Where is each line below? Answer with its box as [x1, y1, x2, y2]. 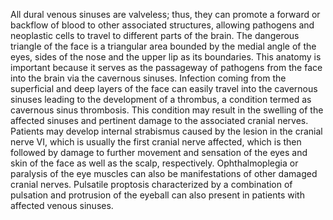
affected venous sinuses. [10, 200, 114, 211]
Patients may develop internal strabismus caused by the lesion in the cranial [10, 125, 323, 137]
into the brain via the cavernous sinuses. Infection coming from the [10, 72, 287, 84]
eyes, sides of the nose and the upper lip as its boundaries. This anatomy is [10, 51, 322, 63]
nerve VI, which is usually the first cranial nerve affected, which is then [10, 136, 302, 148]
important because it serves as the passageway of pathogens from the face [10, 62, 323, 73]
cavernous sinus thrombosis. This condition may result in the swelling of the [10, 104, 324, 116]
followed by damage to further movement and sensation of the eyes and [10, 147, 308, 158]
